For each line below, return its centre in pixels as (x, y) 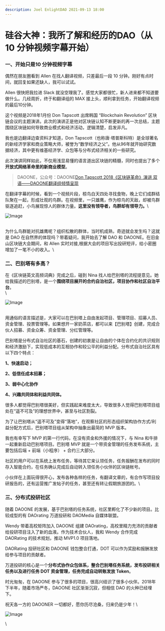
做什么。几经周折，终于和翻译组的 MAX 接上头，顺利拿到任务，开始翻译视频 (82, 99)
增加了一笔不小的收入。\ (30, 250)
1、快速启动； (19, 363)
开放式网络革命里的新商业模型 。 (37, 167)
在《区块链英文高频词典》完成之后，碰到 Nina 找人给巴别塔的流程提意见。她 (82, 275)
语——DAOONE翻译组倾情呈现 (48, 183)
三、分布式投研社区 (28, 497)
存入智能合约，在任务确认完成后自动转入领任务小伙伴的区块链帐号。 (74, 467)
